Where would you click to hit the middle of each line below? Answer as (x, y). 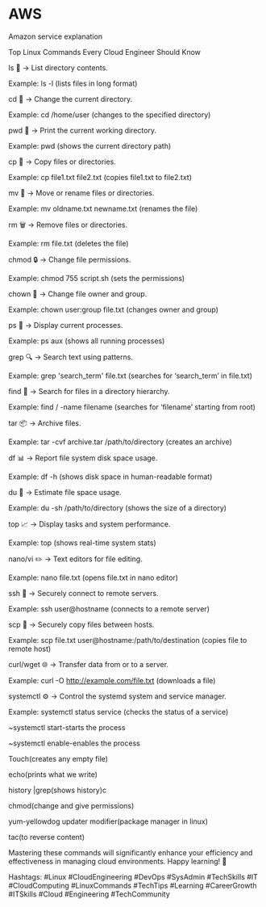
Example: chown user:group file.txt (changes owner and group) (114, 309)
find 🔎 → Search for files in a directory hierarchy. (89, 391)
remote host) (30, 649)
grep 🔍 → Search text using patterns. (71, 357)
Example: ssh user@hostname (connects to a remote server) (109, 609)
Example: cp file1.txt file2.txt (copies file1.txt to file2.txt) (100, 177)
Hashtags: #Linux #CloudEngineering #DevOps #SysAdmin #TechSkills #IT (133, 876)
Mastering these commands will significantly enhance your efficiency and (131, 852)
